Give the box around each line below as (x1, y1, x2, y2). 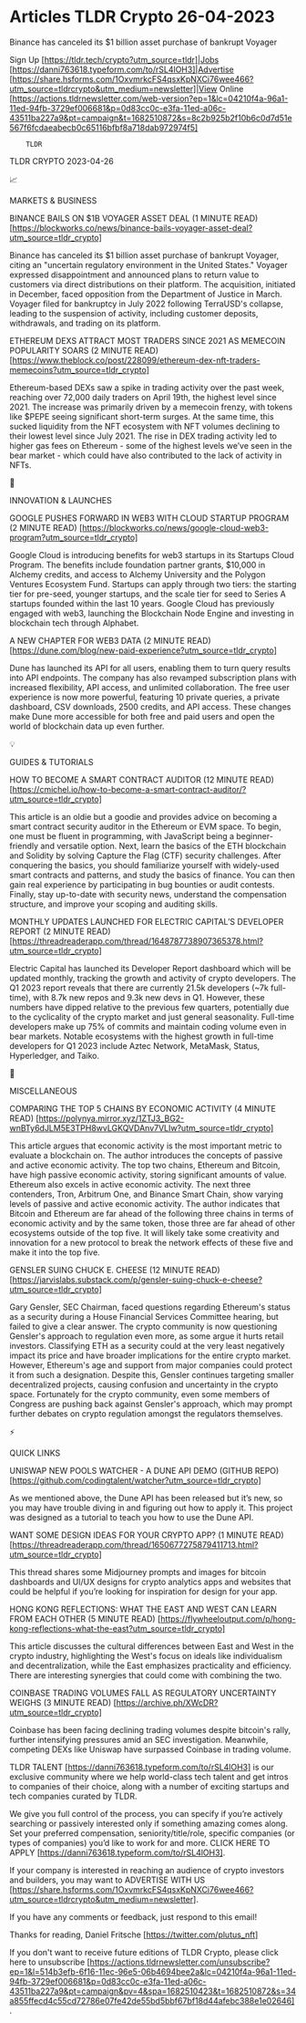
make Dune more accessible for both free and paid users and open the (9, 711, 275, 721)
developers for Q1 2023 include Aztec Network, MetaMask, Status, (9, 1040, 260, 1051)
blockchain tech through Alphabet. (9, 617, 139, 628)
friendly (9, 840, 39, 851)
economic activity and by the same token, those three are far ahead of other (9, 1218, 296, 1229)
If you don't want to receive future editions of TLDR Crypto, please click (9, 1946, 280, 1957)
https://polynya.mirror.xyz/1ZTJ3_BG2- (38, 1113, 185, 1124)
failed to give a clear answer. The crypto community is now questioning (9, 1321, 278, 1332)
